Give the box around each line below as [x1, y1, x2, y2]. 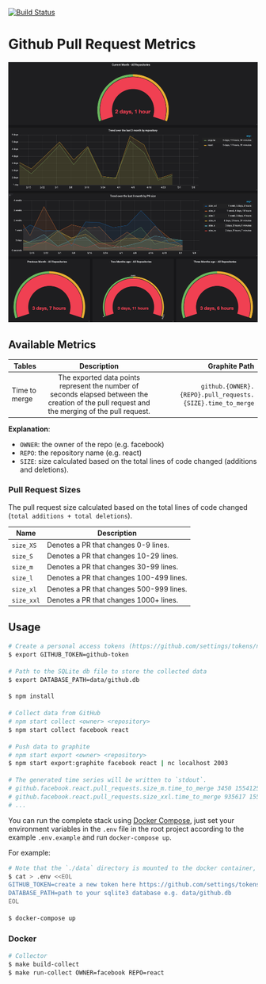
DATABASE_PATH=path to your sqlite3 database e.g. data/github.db [8, 889, 232, 898]
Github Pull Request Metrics [8, 36, 196, 53]
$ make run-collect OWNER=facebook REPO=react [8, 968, 165, 977]
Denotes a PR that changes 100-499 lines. [47, 573, 188, 583]
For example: [8, 848, 51, 857]
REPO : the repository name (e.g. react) [19, 448, 142, 458]
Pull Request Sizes [8, 484, 82, 496]
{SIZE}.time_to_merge [183, 400, 255, 408]
